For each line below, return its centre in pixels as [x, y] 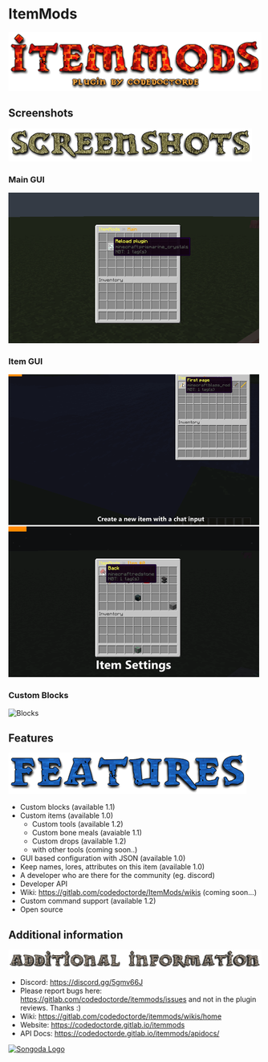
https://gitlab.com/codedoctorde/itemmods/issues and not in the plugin [138, 999]
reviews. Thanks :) [51, 1008]
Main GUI [27, 179]
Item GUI [26, 361]
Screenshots [41, 113]
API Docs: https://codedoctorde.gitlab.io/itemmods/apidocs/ [120, 1034]
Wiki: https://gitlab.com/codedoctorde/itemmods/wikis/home [121, 1016]
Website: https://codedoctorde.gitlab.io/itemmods [102, 1025]
